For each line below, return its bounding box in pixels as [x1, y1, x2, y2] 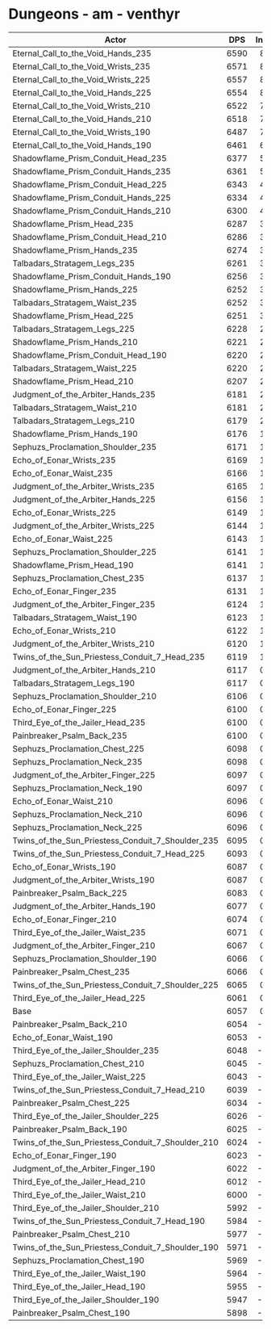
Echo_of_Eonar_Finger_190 [12, 1150, 117, 1161]
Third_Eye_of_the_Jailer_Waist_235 [12, 926, 147, 937]
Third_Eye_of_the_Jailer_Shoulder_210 [12, 1202, 160, 1214]
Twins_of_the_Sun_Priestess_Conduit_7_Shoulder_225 [12, 979, 219, 990]
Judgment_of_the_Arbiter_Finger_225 [12, 769, 156, 780]
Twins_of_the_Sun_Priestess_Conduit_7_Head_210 [12, 1084, 206, 1095]
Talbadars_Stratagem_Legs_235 [12, 258, 135, 269]
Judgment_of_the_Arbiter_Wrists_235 [12, 480, 155, 492]
